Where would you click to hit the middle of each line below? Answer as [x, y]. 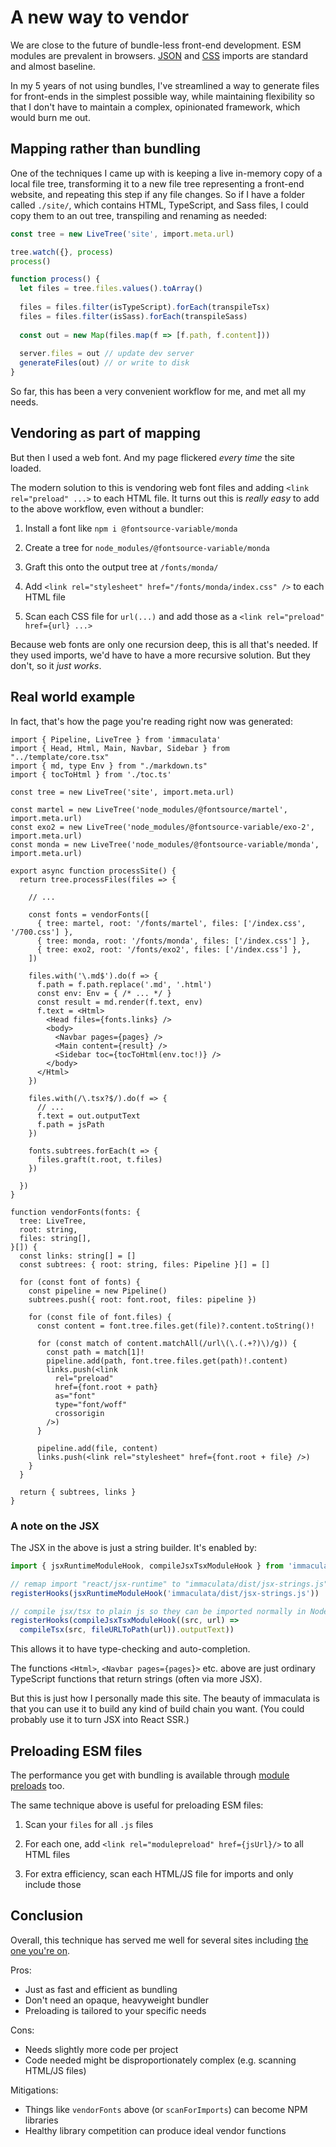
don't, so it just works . [56, 665]
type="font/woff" [91, 1404]
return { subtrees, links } [78, 1492]
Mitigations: [34, 2090]
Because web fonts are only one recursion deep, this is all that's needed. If [164, 644]
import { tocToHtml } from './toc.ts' [91, 774]
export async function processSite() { [93, 871]
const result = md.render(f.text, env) [119, 1002]
